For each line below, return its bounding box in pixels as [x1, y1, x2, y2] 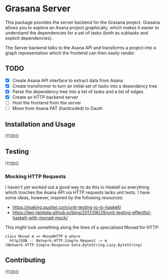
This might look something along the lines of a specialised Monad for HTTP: [5, 225, 160, 231]
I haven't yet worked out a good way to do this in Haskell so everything [5, 184, 150, 190]
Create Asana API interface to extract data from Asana [12, 77, 124, 83]
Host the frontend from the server [12, 100, 82, 105]
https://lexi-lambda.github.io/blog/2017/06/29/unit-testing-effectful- [12, 210, 152, 216]
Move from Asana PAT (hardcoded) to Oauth [12, 105, 103, 111]
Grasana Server [5, 3, 71, 14]
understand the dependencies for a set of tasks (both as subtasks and [5, 30, 148, 36]
